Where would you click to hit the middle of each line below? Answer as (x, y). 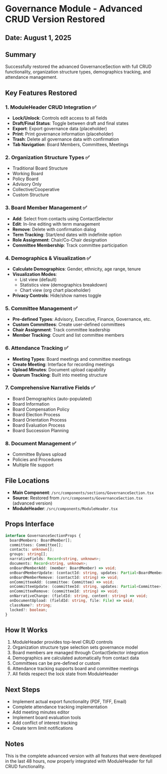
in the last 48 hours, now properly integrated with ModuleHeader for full (79, 761)
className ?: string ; (31, 605)
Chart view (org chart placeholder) (55, 290)
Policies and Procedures (37, 460)
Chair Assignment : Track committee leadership (61, 330)
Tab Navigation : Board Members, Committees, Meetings (70, 145)
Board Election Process (36, 414)
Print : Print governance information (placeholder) (63, 134)
